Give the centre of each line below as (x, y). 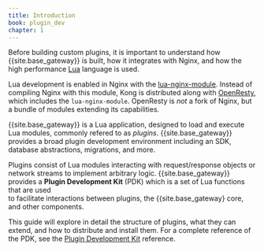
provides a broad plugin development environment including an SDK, (120, 142)
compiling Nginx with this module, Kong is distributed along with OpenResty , (132, 93)
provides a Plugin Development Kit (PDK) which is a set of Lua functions (127, 182)
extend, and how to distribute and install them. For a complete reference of (130, 231)
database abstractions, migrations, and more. (82, 149)
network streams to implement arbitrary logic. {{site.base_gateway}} (119, 173)
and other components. (46, 207)
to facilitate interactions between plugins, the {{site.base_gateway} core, (126, 198)
